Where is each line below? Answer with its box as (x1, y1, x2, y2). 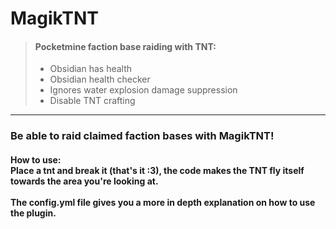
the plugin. (10, 207, 57, 219)
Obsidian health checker (49, 73, 151, 86)
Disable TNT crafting (49, 95, 136, 107)
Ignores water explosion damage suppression (49, 84, 238, 96)
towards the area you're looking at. (10, 175, 159, 187)
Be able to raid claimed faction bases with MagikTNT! (10, 129, 275, 143)
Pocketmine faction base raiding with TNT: (34, 40, 217, 52)
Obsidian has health (49, 63, 133, 75)
